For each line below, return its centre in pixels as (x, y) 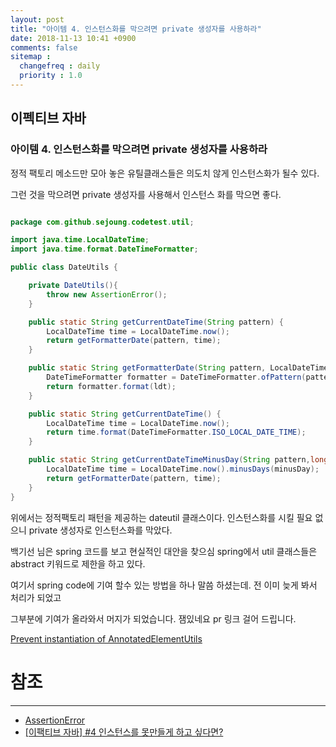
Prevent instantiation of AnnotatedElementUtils (106, 638)
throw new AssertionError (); (107, 294)
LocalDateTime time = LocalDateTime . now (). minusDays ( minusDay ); (183, 469)
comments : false (44, 47)
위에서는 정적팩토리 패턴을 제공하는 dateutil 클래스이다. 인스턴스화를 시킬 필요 (161, 517)
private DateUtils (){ (73, 286)
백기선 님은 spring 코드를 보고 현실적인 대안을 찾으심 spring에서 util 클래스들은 (164, 551)
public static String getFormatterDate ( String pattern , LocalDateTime (178, 368)
